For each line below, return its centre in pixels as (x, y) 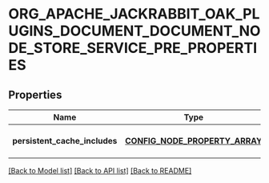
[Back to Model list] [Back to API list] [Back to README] (100, 171)
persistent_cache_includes (65, 141)
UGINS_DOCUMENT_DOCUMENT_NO (134, 31)
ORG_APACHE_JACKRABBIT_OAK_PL (134, 14)
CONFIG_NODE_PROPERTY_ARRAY (194, 141)
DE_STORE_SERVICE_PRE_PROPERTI (133, 48)
